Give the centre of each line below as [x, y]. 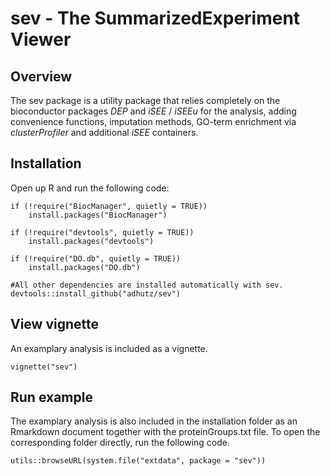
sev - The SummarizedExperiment [155, 18]
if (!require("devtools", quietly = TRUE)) [102, 232]
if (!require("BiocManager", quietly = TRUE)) [109, 206]
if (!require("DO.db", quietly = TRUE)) [96, 258]
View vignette [55, 324]
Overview [41, 76]
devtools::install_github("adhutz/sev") [96, 293]
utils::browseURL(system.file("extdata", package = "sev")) [138, 461]
